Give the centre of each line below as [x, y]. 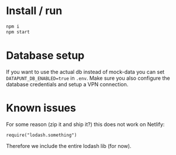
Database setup [45, 55]
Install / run [34, 11]
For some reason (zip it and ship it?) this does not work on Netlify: [85, 124]
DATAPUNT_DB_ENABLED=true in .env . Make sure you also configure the [88, 78]
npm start [18, 32]
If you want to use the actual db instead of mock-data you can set [85, 72]
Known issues [41, 108]
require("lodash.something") [42, 135]
